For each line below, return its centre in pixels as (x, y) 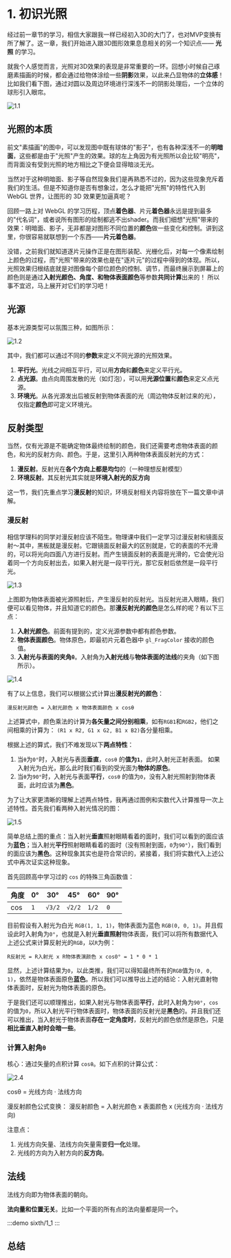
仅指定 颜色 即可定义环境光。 (56, 404)
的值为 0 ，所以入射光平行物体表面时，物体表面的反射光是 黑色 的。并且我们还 (114, 1011)
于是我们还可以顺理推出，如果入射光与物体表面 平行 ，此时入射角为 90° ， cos (113, 1002)
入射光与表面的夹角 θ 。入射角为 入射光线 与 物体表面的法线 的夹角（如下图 (118, 657)
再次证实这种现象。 (46, 862)
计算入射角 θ (27, 1047)
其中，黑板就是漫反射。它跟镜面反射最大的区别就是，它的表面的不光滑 (118, 545)
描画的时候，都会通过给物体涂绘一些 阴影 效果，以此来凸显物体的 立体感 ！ (121, 75)
